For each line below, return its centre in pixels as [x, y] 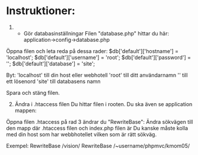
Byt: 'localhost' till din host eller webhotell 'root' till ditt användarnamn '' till [97, 75]
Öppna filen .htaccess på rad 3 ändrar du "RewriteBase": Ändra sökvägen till [100, 121]
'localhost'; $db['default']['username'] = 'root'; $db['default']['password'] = [99, 57]
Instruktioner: [41, 11]
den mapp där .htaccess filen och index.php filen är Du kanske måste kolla [97, 128]
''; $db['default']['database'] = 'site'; [51, 64]
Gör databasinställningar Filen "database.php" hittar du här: [96, 33]
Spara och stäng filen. [33, 93]
